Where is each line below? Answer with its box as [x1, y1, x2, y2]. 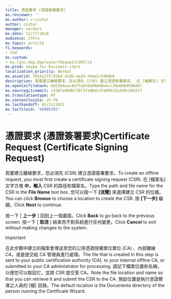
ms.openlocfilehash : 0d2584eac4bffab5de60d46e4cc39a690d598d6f [5, 83, 142, 88]
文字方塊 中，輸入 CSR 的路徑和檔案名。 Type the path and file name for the [5, 182, 163, 188]
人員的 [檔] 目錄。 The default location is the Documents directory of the [14, 282, 165, 288]
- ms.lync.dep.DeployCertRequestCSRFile [5, 60, 93, 65]
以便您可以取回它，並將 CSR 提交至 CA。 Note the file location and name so [5, 269, 163, 276]
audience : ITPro [5, 36, 40, 41]
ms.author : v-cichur [5, 17, 49, 22]
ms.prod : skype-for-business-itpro [5, 64, 81, 69]
